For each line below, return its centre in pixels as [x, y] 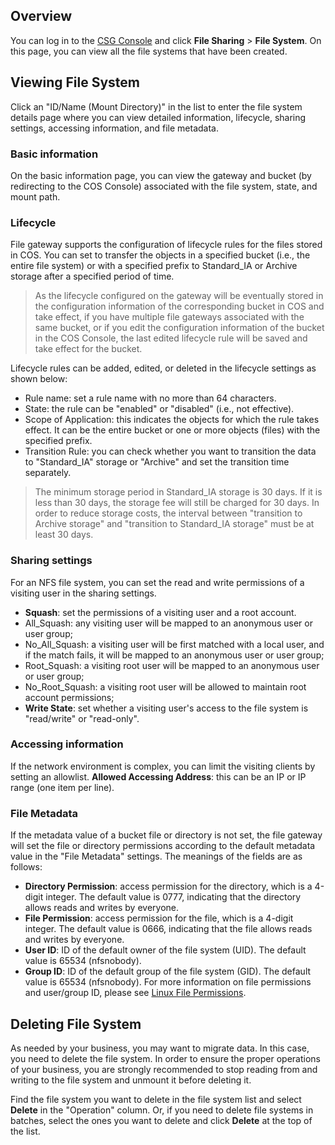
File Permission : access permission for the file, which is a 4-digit [159, 918]
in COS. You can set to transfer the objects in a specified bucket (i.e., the [160, 255]
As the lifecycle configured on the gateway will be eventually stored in [179, 296]
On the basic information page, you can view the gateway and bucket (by [161, 175]
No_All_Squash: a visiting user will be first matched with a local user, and [174, 644]
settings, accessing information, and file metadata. [114, 128]
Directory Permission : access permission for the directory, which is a [168, 886]
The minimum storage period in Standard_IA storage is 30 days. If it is [178, 492]
